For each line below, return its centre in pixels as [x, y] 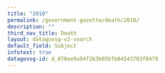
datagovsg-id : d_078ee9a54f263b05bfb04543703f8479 [83, 59]
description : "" [31, 26]
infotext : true [29, 53]
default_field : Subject [42, 46]
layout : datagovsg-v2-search [50, 40]
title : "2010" [28, 14]
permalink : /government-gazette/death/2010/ [73, 20]
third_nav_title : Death [42, 33]
